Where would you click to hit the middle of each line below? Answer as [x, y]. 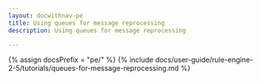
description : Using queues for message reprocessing [97, 30]
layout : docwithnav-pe [46, 15]
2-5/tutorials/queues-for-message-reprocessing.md [94, 68]
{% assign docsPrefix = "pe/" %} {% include [81, 60]
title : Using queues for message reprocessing [86, 23]
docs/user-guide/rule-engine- [204, 60]
